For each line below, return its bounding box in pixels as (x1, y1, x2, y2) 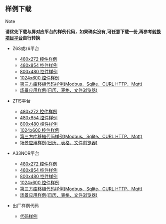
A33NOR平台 (12, 150, 40, 156)
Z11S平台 (12, 98, 31, 104)
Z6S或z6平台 (12, 45, 39, 51)
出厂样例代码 (12, 203, 39, 209)
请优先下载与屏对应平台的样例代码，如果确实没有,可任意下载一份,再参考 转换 (5, 28, 161, 34)
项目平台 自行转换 (5, 34, 40, 41)
